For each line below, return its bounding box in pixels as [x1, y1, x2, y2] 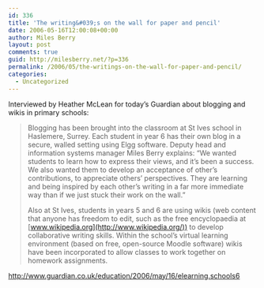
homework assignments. [27, 256, 108, 265]
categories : [8, 70, 47, 78]
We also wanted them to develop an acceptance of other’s [27, 165, 218, 174]
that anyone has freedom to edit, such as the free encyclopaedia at [27, 214, 247, 223]
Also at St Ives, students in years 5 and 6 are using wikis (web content [27, 205, 257, 215]
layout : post [8, 41, 51, 49]
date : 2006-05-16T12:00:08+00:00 [8, 26, 119, 34]
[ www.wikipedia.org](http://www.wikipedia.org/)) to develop [27, 222, 224, 231]
